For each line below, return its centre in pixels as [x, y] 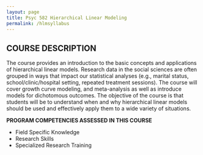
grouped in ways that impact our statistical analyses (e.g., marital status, [98, 76]
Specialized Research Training [53, 145]
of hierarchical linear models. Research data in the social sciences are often [102, 70]
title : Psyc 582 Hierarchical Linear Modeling [67, 18]
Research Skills [34, 139]
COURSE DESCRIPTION [51, 48]
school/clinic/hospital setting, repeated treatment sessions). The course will [102, 83]
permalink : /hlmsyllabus [38, 23]
